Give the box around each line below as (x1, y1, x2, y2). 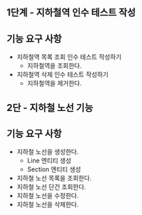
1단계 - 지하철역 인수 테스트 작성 (6, 6, 136, 19)
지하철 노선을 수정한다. (16, 192, 79, 200)
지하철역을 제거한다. (27, 79, 82, 88)
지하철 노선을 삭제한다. (16, 200, 79, 209)
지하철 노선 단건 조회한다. (16, 183, 87, 191)
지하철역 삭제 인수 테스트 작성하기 (16, 70, 109, 79)
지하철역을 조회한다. (27, 62, 82, 70)
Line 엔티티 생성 (27, 157, 71, 165)
